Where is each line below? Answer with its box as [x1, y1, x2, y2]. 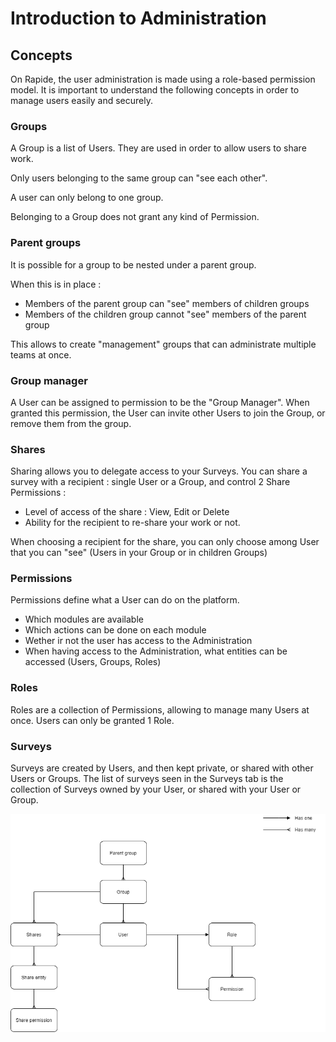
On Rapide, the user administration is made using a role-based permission [10, 73, 316, 85]
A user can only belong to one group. [10, 192, 164, 204]
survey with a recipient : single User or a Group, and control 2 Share [10, 476, 291, 488]
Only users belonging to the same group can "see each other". [10, 172, 268, 184]
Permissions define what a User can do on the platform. [10, 594, 240, 606]
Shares [10, 442, 46, 456]
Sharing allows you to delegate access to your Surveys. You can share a [10, 465, 308, 477]
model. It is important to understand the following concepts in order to [10, 84, 300, 96]
